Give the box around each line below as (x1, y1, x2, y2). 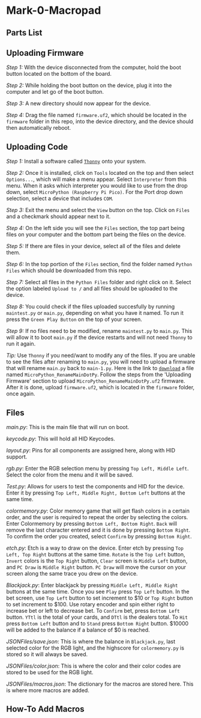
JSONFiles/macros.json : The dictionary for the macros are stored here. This (6, 680, 194, 688)
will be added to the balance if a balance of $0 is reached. (6, 626, 150, 634)
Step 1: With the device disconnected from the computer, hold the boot (6, 64, 181, 71)
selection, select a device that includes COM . (6, 195, 114, 202)
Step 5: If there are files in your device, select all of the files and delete (6, 243, 181, 250)
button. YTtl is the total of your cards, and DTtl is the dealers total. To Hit (6, 613, 188, 621)
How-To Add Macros (6, 704, 85, 714)
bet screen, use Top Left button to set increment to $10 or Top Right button (6, 594, 193, 601)
